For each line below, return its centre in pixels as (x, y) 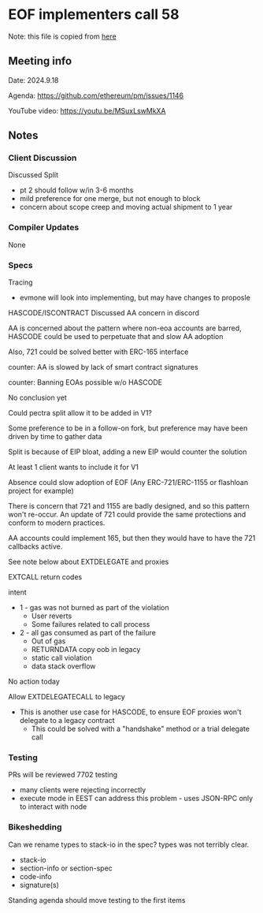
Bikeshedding (35, 827)
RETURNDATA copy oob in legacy (86, 650)
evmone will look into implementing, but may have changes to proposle (135, 298)
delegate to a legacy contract (67, 721)
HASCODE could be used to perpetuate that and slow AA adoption (116, 337)
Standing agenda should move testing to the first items (97, 900)
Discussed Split (33, 175)
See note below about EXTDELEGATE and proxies (89, 562)
